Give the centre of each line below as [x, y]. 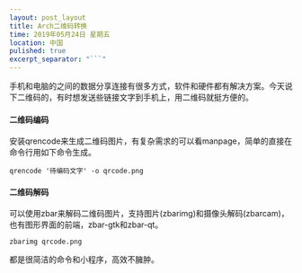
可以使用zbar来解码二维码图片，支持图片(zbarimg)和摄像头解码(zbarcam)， [149, 214]
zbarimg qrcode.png [46, 242]
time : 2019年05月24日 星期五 [60, 34]
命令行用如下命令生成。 [53, 153]
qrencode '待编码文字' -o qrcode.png [76, 172]
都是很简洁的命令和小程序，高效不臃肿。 [84, 260]
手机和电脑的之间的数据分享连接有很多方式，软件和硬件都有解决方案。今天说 [151, 86]
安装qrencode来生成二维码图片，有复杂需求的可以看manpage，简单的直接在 [151, 141]
